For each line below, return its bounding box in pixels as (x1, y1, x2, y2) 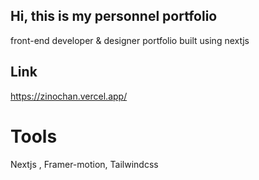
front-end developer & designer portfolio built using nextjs (10, 34, 250, 46)
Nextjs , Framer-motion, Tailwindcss (10, 158, 159, 170)
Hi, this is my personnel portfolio (10, 8, 218, 25)
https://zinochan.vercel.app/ (10, 90, 128, 102)
